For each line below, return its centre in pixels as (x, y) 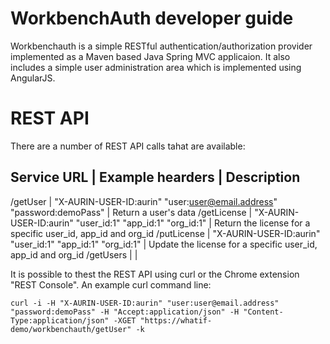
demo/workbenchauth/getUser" (71, 329)
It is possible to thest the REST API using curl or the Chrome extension (155, 274)
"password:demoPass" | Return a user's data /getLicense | (131, 212)
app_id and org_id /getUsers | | (74, 254)
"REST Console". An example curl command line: (111, 284)
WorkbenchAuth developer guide (152, 18)
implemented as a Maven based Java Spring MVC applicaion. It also (150, 56)
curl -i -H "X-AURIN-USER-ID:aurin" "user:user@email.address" (145, 303)
